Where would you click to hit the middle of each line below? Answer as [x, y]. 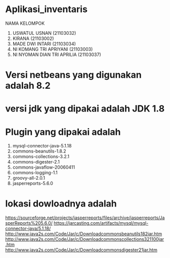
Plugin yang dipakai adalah [63, 132]
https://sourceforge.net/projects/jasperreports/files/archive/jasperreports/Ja [85, 218]
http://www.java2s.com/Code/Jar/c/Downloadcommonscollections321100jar [85, 239]
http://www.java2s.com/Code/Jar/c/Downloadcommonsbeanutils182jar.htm [84, 234]
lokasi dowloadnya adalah [61, 204]
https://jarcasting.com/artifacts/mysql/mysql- [101, 223]
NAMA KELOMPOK [25, 23]
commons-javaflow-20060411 [44, 167]
